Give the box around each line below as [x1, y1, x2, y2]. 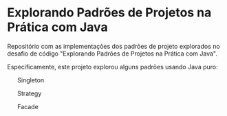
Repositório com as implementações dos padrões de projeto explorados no [7, 42, 220, 50]
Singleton [17, 76, 45, 84]
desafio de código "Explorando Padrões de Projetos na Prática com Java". [7, 49, 218, 58]
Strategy [17, 89, 42, 97]
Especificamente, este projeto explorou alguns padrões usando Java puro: [7, 62, 218, 71]
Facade [17, 102, 39, 111]
